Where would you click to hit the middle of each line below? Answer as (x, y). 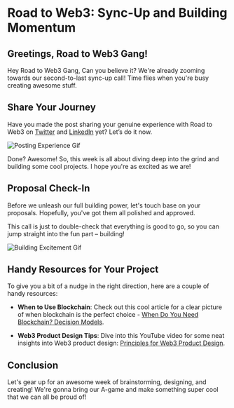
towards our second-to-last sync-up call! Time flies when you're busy (108, 78)
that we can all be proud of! (47, 397)
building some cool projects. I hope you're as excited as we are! (99, 166)
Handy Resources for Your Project (83, 270)
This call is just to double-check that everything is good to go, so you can (113, 226)
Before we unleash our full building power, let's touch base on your (104, 205)
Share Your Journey (51, 108)
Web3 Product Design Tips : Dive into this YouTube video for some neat (121, 336)
